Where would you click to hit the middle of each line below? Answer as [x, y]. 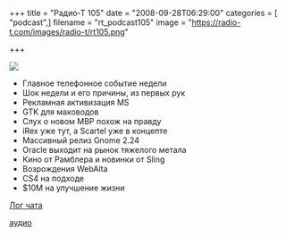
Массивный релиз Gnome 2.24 [81, 140]
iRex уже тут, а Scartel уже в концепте [95, 131]
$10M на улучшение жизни [73, 188]
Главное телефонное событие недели [94, 83]
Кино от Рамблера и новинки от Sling [93, 159]
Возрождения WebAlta [65, 169]
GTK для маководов [60, 112]
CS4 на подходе [53, 178]
